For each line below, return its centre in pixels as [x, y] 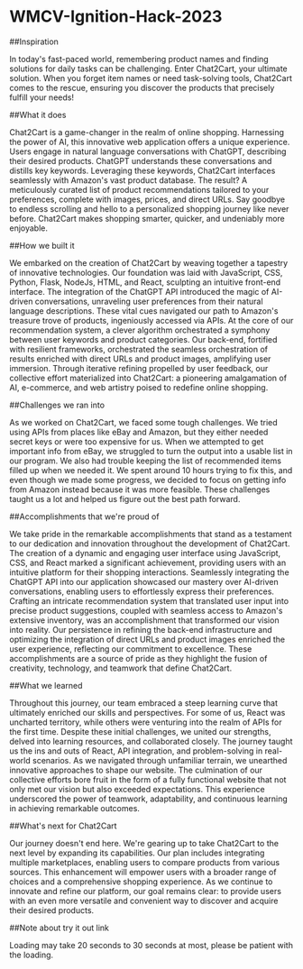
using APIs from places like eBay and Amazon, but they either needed [139, 432]
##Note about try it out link [60, 928]
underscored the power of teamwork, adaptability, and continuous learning [149, 799]
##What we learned [46, 685]
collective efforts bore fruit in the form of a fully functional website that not [148, 779]
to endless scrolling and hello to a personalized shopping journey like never [149, 208]
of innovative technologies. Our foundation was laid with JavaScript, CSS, [146, 272]
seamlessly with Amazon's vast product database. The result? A [129, 180]
